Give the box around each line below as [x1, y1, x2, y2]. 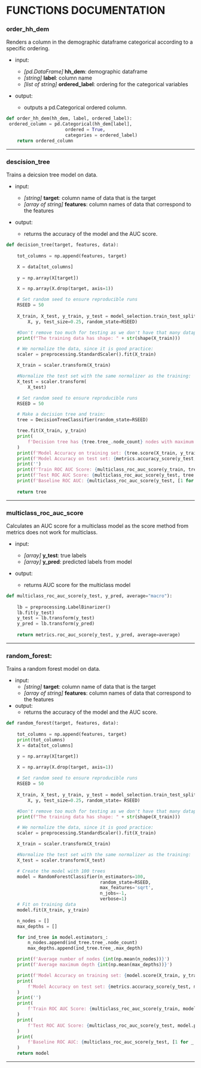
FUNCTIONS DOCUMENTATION [6, 4, 166, 17]
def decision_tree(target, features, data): [6, 242, 119, 248]
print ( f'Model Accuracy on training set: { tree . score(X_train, [17, 450, 178, 456]
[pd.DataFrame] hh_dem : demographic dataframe [23, 68, 148, 75]
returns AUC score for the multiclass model [23, 581, 130, 588]
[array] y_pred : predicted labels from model [23, 558, 132, 565]
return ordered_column [17, 138, 74, 144]
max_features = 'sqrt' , [99, 885, 154, 891]
